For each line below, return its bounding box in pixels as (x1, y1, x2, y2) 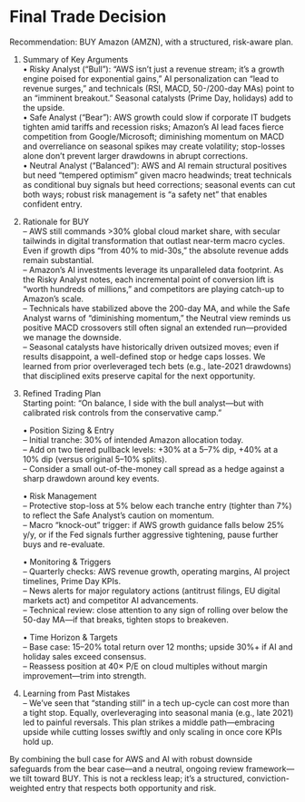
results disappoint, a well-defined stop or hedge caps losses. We (22, 351, 266, 362)
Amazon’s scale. (22, 293, 84, 304)
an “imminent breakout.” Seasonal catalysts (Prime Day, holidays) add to (22, 93, 293, 103)
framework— (245, 763, 295, 774)
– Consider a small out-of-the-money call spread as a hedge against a (22, 463, 285, 474)
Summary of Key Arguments (22, 54, 129, 64)
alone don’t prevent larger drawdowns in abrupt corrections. (22, 150, 248, 161)
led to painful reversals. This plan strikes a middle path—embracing (22, 717, 275, 728)
